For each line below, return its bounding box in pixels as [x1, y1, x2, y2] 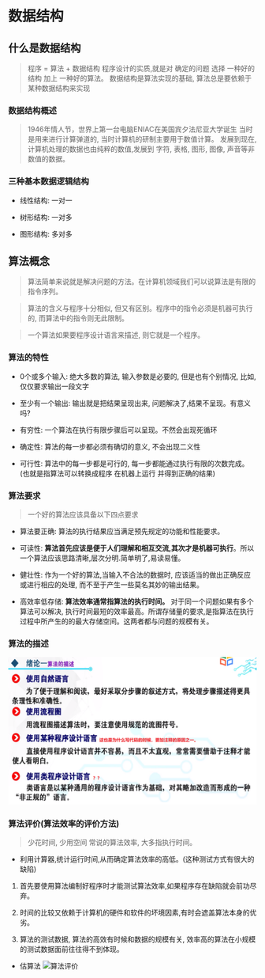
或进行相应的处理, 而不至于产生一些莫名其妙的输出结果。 [19, 580, 203, 589]
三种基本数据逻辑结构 [8, 176, 89, 187]
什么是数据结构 [8, 41, 81, 55]
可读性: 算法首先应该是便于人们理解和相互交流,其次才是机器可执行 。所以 [19, 544, 255, 552]
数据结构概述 [8, 104, 58, 116]
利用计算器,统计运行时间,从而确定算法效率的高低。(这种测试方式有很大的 [19, 854, 255, 863]
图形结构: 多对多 [19, 229, 73, 238]
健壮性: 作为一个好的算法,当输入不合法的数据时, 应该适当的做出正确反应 [19, 570, 251, 579]
